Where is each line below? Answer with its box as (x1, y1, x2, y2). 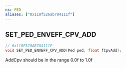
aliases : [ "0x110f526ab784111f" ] (5, 12, 75, 17)
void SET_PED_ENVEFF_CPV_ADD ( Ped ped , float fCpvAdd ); (5, 48, 122, 53)
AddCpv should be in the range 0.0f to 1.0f (5, 57, 92, 63)
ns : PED (5, 7, 21, 12)
